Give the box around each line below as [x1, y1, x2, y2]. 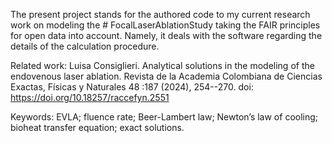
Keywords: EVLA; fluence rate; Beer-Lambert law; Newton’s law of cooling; [10, 111, 319, 123]
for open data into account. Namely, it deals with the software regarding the [10, 30, 323, 41]
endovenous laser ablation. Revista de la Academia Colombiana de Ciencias [10, 70, 323, 82]
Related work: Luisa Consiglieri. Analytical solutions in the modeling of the [10, 60, 315, 71]
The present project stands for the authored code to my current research [10, 9, 311, 20]
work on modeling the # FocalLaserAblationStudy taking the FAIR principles [10, 19, 321, 31]
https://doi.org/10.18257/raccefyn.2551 [10, 92, 170, 103]
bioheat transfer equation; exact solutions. [10, 122, 185, 133]
